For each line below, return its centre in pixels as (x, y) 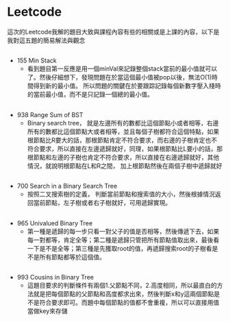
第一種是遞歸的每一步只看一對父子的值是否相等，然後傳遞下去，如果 (123, 231)
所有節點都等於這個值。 (73, 257)
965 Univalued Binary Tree (55, 223)
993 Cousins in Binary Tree (55, 277)
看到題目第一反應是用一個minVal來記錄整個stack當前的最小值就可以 (122, 69)
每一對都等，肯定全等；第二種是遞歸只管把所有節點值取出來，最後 (120, 240)
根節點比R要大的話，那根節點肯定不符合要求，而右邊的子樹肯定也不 (122, 140)
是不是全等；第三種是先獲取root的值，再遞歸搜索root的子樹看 (126, 248)
